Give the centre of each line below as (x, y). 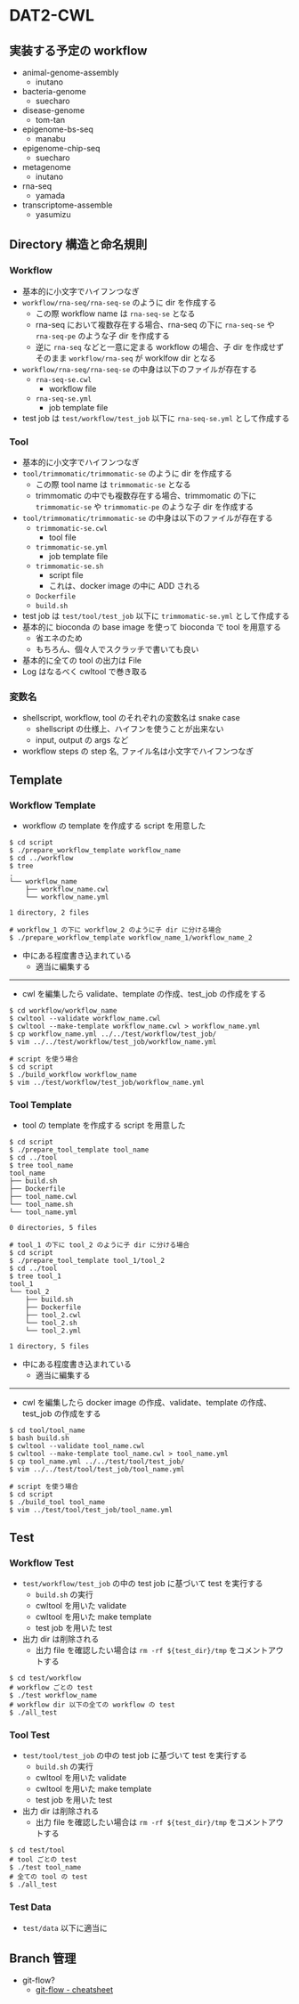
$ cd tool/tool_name (48, 1430)
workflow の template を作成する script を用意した (114, 826)
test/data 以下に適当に (65, 1927)
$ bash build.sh (39, 1438)
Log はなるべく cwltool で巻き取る (85, 671)
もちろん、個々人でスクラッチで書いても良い (117, 649)
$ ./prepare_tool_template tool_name (79, 1150)
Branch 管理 (43, 1958)
